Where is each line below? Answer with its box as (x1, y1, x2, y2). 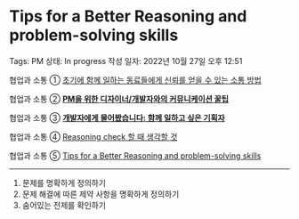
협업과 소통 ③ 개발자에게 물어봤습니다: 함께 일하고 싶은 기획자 (9, 112, 225, 123)
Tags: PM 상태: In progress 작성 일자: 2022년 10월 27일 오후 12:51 (9, 55, 243, 66)
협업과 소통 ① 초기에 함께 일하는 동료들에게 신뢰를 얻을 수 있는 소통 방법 (9, 74, 263, 85)
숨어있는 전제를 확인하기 (21, 199, 107, 210)
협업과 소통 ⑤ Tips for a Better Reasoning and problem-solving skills (9, 150, 262, 161)
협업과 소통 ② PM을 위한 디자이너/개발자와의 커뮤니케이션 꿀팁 (9, 93, 230, 104)
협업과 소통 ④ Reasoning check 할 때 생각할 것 (9, 131, 178, 142)
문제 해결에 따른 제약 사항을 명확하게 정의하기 (21, 189, 180, 199)
